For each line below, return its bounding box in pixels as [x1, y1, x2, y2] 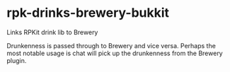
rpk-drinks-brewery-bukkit [6, 5, 170, 21]
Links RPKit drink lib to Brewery [6, 28, 98, 36]
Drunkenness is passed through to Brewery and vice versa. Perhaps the [6, 41, 217, 50]
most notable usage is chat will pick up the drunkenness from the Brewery [6, 49, 224, 57]
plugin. [6, 56, 27, 64]
